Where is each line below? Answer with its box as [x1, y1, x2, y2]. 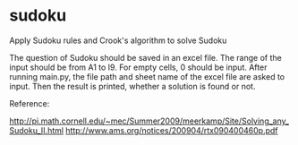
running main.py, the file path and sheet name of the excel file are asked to [9, 71, 285, 81]
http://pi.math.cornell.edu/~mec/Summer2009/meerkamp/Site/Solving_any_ [9, 115, 289, 126]
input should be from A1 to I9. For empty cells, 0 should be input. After [9, 62, 268, 72]
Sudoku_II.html [9, 124, 64, 135]
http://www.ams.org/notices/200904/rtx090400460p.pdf [65, 124, 278, 135]
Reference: [9, 98, 50, 108]
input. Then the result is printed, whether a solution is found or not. [9, 81, 256, 91]
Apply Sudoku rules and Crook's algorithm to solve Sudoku [9, 35, 227, 46]
